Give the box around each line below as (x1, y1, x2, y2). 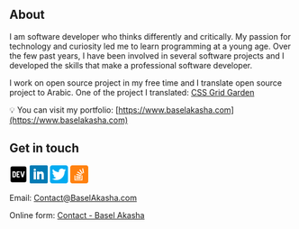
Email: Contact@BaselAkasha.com (9, 192, 138, 203)
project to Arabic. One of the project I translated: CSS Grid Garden (9, 87, 255, 97)
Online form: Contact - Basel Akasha (9, 209, 145, 220)
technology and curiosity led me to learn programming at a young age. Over (9, 41, 291, 51)
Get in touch (9, 141, 79, 156)
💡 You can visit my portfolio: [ (9, 104, 119, 115)
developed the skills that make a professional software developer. (9, 60, 253, 70)
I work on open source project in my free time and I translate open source (9, 77, 283, 88)
